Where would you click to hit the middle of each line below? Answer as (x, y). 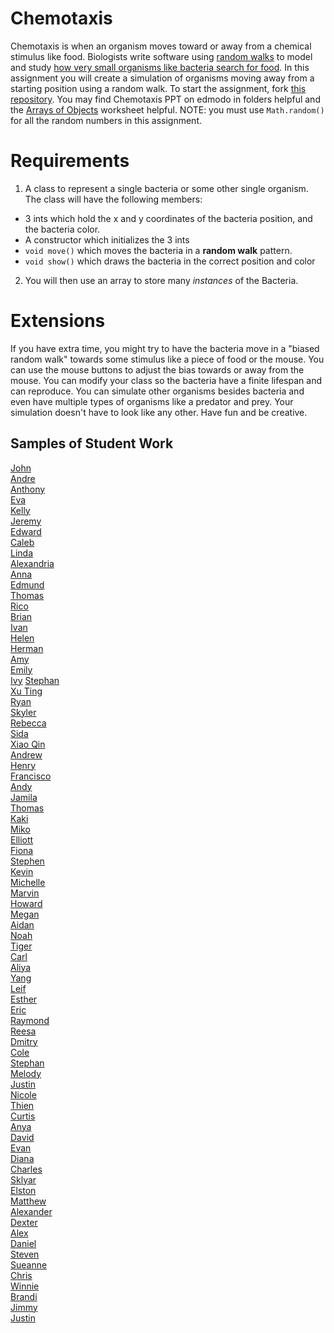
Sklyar (23, 1179)
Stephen (27, 861)
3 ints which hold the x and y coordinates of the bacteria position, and (168, 218)
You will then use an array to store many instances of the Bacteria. (161, 280)
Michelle (28, 882)
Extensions (58, 321)
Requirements (70, 161)
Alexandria (32, 563)
